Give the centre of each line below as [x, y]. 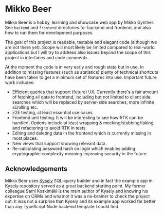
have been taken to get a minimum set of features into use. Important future [81, 77]
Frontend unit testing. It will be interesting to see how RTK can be [77, 117]
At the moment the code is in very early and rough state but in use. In [74, 67]
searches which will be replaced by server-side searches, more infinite [83, 102]
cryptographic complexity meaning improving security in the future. [80, 153]
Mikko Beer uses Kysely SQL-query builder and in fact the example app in [79, 181]
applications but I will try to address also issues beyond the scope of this [78, 52]
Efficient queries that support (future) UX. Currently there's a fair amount [85, 92]
